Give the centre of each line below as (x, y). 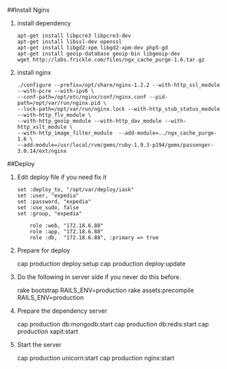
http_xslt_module (42, 127)
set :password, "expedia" (54, 202)
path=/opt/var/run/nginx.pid (59, 103)
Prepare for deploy (44, 250)
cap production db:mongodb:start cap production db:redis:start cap (113, 324)
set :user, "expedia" (48, 195)
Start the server (39, 345)
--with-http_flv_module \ (54, 115)
